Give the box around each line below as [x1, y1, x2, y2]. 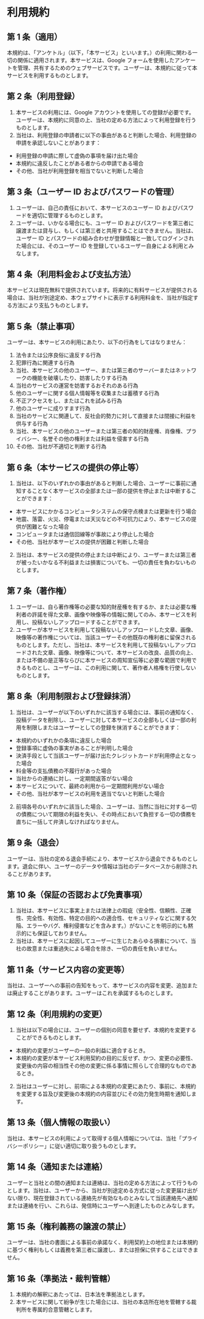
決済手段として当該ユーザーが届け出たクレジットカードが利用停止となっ [15, 752, 197, 759]
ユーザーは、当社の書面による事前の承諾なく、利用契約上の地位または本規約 [7, 1239, 199, 1246]
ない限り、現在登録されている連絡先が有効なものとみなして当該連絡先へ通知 [7, 1194, 198, 1202]
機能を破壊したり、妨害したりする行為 [32, 374, 128, 382]
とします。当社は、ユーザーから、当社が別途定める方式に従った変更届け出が [7, 1186, 198, 1194]
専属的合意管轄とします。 [32, 1306, 96, 1314]
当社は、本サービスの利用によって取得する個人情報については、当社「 [7, 1135, 182, 1142]
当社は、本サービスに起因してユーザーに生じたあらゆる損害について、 [15, 937, 191, 945]
